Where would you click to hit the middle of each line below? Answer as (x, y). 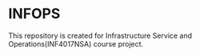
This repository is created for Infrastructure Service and (100, 35)
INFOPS (34, 14)
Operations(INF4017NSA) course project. (76, 43)
